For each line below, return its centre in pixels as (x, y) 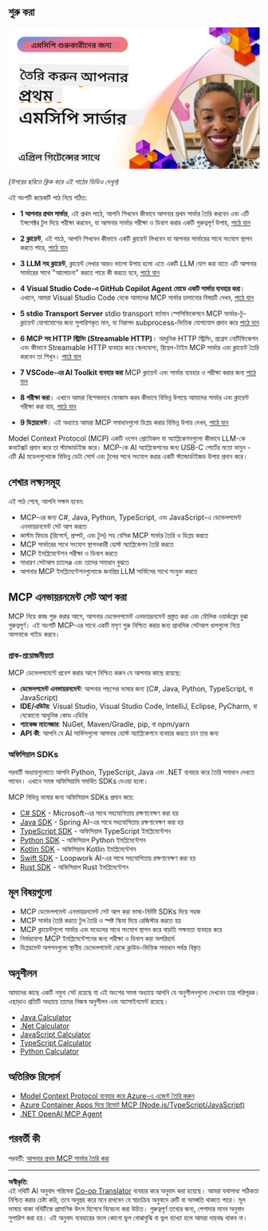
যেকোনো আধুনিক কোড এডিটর (53, 715)
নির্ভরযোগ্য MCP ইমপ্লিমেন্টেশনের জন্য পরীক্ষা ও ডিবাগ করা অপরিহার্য (97, 938)
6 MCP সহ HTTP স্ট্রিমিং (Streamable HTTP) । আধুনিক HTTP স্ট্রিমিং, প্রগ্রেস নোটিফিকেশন (139, 339)
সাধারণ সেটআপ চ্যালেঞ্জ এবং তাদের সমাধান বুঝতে (75, 563)
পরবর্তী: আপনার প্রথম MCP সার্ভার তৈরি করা (59, 1158)
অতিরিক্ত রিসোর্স (34, 1076)
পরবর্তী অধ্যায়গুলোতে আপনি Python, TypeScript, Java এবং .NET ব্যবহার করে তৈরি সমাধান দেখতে (132, 772)
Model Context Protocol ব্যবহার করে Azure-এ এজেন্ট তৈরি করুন (107, 1096)
